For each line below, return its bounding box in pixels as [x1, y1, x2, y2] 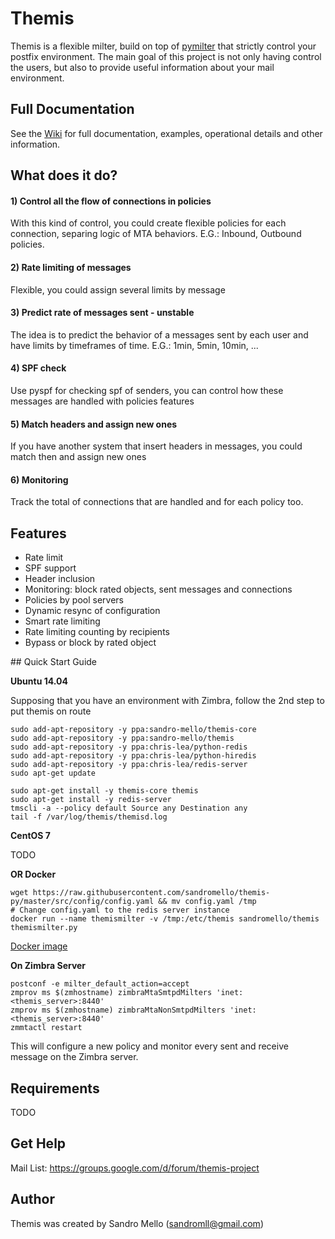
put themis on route [10, 705, 92, 717]
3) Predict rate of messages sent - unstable [10, 307, 195, 319]
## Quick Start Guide [10, 656, 98, 668]
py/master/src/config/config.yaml [10, 897, 155, 907]
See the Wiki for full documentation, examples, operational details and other [10, 127, 323, 139]
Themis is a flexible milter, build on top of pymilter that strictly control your [10, 40, 317, 52]
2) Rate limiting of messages [10, 261, 132, 273]
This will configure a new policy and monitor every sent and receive [10, 1040, 289, 1052]
